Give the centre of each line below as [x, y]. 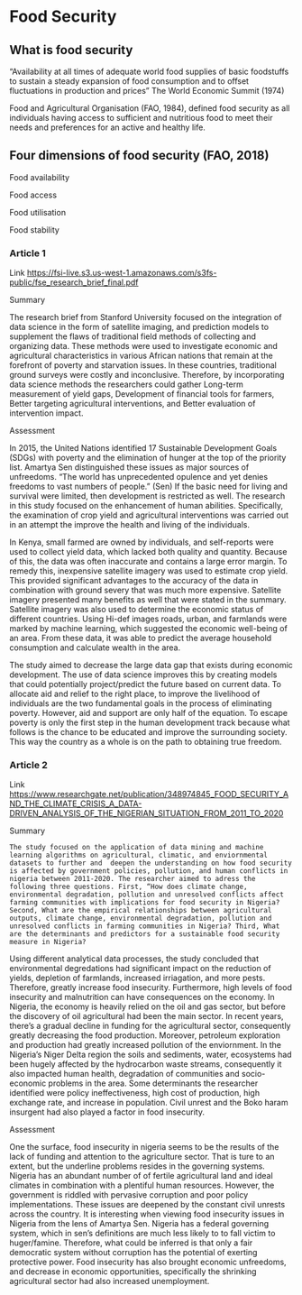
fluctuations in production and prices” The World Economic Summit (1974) [147, 91]
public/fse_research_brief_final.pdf [74, 282]
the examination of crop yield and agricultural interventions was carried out [149, 515]
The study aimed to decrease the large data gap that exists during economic [151, 666]
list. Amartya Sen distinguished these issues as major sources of [129, 467]
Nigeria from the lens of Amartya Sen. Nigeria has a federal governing [139, 1224]
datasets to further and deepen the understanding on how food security [151, 863]
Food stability [35, 230]
